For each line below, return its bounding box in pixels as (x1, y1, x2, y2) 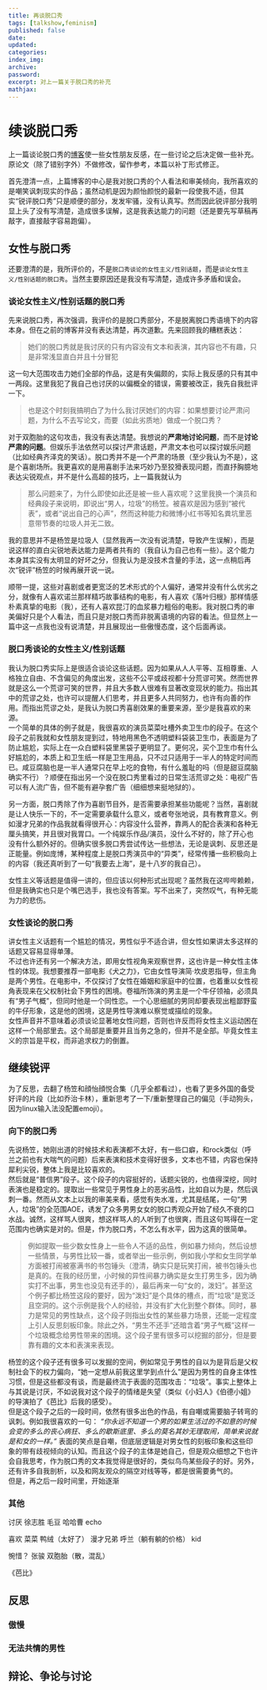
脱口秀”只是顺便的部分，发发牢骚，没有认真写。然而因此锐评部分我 (32, 196, 251, 206)
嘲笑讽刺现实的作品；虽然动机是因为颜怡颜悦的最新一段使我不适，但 (14, 186, 238, 196)
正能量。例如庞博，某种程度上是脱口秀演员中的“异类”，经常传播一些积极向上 (8, 848, 257, 858)
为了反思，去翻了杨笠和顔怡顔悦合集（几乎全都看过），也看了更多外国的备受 (8, 1084, 255, 1093)
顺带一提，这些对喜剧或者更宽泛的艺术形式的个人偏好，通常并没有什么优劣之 (8, 582, 258, 592)
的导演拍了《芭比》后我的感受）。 (8, 1397, 116, 1407)
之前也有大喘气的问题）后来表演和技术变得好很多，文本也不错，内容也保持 (14, 1155, 258, 1165)
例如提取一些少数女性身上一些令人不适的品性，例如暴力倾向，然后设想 (27, 1241, 257, 1250)
